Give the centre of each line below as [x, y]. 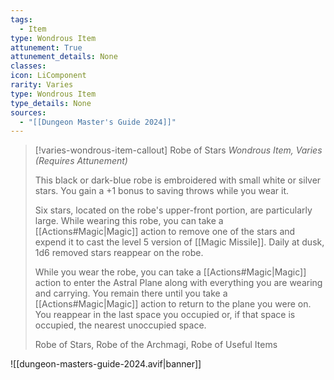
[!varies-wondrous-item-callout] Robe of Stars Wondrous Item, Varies [178, 150]
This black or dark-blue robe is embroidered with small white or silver [178, 180]
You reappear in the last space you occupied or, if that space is [165, 315]
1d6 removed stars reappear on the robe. [119, 253]
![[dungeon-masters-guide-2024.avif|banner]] [106, 364]
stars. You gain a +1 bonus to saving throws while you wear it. [162, 191]
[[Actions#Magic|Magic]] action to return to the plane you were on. [173, 304]
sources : [28, 112]
